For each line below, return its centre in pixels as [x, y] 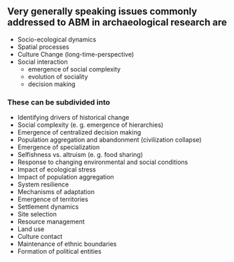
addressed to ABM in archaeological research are [117, 23]
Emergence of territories [53, 200]
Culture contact [40, 237]
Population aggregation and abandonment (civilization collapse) [109, 140]
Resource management [51, 222]
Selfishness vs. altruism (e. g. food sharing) [80, 155]
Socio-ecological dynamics [57, 39]
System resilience [43, 184]
